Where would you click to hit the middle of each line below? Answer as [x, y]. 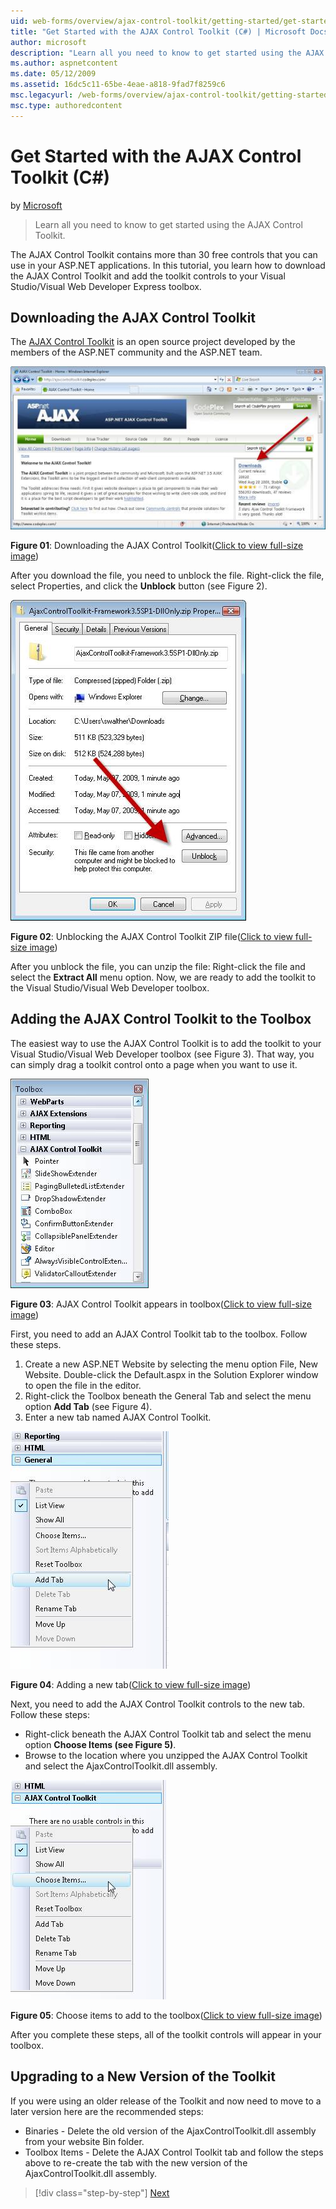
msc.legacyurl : [42, 95]
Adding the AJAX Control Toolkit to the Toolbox [161, 1019]
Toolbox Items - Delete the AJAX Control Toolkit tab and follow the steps [174, 2152]
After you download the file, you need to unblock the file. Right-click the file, [167, 575]
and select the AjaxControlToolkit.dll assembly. [121, 1766]
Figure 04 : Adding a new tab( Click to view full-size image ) [131, 1684]
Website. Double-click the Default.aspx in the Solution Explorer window [171, 1374]
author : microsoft [48, 42]
